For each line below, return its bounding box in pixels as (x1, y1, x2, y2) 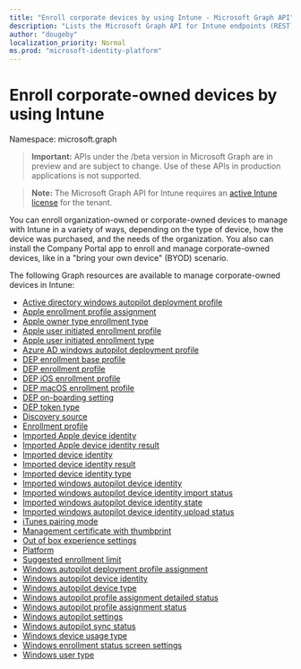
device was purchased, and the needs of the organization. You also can (9, 234, 274, 245)
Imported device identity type (21, 468, 132, 480)
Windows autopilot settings (21, 612, 124, 622)
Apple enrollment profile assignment (21, 307, 157, 317)
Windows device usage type (21, 630, 128, 641)
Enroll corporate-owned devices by (9, 85, 278, 106)
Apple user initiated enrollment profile (21, 326, 162, 336)
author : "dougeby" (9, 30, 78, 39)
